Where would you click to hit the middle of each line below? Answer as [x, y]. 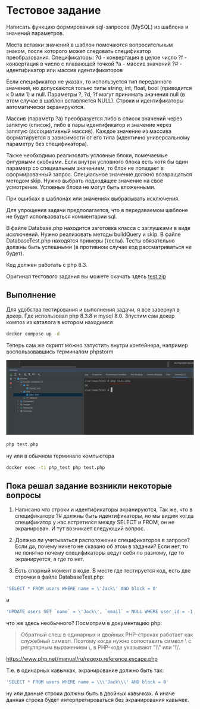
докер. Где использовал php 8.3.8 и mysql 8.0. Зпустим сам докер [90, 316]
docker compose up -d [33, 334]
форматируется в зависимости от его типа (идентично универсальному [98, 137]
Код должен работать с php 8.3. [47, 265]
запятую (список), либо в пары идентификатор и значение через [89, 125]
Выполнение [31, 295]
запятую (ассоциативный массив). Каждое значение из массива [89, 131]
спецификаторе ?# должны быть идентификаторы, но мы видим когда [104, 516]
